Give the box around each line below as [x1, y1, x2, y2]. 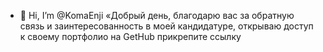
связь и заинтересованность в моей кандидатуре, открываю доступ [19, 20, 314, 32]
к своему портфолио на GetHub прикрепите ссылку [19, 31, 242, 42]
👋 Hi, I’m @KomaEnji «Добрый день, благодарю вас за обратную [19, 10, 295, 21]
